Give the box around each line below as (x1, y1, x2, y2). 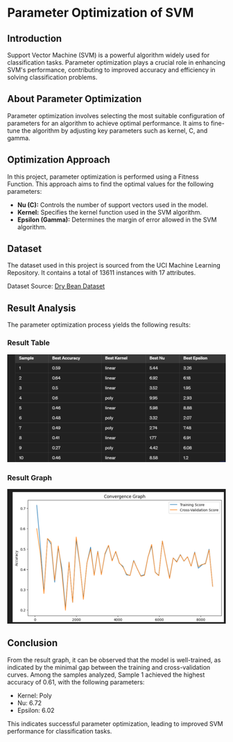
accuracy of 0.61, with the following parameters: (7, 677, 145, 686)
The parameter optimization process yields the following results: (7, 321, 191, 329)
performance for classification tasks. (7, 727, 112, 735)
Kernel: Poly (17, 691, 52, 700)
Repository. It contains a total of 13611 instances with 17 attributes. (7, 269, 196, 277)
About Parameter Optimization (7, 93, 142, 105)
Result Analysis (7, 302, 76, 314)
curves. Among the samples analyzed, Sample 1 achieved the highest (7, 670, 205, 679)
